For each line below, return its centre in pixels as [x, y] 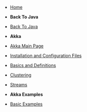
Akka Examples [26, 94]
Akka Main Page [27, 46]
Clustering [20, 75]
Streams [18, 85]
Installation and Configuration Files [46, 55]
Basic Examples [26, 104]
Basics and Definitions [33, 65]
